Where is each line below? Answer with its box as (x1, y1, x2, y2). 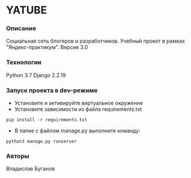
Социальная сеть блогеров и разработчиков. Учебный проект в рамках (6, 37, 185, 44)
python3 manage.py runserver (6, 138, 77, 145)
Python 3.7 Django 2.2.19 (6, 71, 66, 79)
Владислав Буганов (6, 165, 55, 172)
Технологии (6, 58, 42, 67)
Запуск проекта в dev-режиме (6, 86, 98, 94)
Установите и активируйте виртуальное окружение (14, 100, 143, 107)
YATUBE (6, 4, 47, 17)
